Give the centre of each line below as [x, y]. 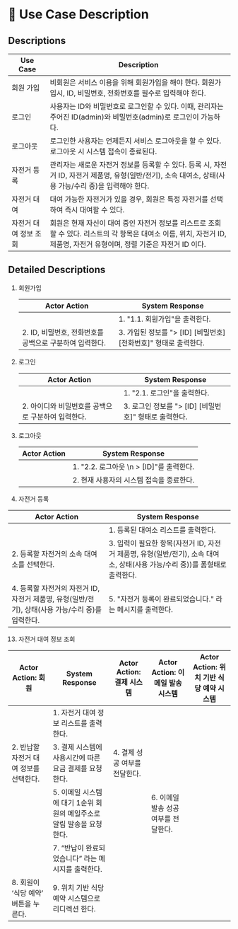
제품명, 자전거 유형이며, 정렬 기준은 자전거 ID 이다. [128, 244]
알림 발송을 [70, 824]
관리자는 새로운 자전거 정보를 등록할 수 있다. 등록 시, [131, 165]
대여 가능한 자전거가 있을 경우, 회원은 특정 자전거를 [129, 199]
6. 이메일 [165, 797]
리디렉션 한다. [74, 908]
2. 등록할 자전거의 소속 [47, 553]
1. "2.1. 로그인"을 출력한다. [166, 393]
